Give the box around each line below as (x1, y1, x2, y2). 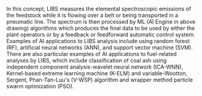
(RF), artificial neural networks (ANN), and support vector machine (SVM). (6, 44, 193, 51)
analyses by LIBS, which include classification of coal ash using (6, 57, 167, 64)
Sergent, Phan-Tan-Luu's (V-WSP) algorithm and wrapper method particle (6, 76, 193, 83)
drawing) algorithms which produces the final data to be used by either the (6, 24, 195, 32)
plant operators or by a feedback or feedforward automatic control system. (6, 31, 195, 38)
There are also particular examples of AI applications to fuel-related (6, 50, 177, 57)
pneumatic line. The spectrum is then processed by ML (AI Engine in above (6, 18, 196, 25)
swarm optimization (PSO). (6, 83, 75, 90)
